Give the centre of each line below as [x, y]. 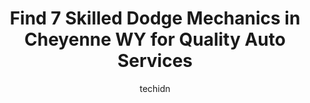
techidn [155, 88]
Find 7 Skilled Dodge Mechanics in [155, 18]
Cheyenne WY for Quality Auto [155, 39]
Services [155, 61]
